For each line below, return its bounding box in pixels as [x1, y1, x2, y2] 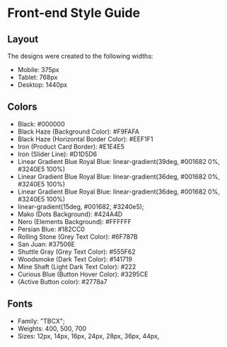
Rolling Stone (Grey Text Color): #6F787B [17, 232, 138, 241]
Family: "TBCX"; [17, 317, 65, 325]
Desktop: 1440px [17, 81, 68, 89]
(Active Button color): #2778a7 [17, 277, 107, 286]
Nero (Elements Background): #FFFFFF [17, 217, 132, 225]
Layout [7, 33, 39, 45]
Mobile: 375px [17, 66, 59, 73]
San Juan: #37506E [17, 240, 76, 248]
